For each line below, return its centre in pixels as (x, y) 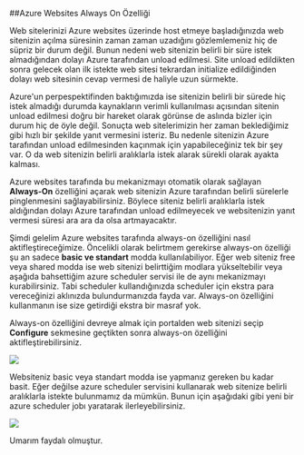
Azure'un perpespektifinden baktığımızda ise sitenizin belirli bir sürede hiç (147, 96)
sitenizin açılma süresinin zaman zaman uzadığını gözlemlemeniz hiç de (143, 40)
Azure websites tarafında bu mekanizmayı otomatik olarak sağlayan (135, 182)
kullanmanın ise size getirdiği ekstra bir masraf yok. (105, 305)
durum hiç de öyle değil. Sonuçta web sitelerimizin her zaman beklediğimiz (149, 125)
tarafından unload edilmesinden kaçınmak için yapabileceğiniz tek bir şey (146, 145)
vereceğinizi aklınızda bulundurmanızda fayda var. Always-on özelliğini (142, 296)
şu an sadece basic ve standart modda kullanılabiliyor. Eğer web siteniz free (152, 257)
